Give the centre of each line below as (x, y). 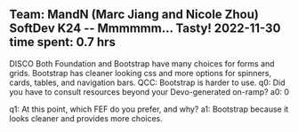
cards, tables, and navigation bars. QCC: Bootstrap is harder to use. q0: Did (148, 82)
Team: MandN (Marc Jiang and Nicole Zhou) (134, 15)
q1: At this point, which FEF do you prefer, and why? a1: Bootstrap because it (149, 109)
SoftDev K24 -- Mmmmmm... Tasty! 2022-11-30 (145, 29)
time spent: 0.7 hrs (62, 42)
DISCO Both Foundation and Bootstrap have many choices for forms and (142, 63)
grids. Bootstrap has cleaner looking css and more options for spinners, (141, 73)
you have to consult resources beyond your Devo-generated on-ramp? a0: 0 (149, 91)
